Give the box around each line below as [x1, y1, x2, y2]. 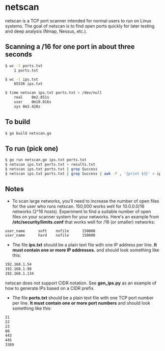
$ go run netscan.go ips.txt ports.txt [5, 157, 87, 163]
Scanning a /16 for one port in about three [5, 42, 135, 51]
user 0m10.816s [14, 100, 52, 105]
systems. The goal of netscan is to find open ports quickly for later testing [5, 23, 155, 29]
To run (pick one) [5, 144, 58, 153]
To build [5, 118, 30, 126]
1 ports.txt [14, 68, 38, 73]
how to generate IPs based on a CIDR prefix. [5, 285, 95, 291]
